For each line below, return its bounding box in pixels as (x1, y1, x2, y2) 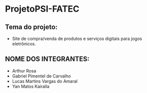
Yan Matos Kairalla (12, 83, 50, 89)
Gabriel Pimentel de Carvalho (12, 73, 71, 79)
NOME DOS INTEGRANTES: (5, 55, 90, 63)
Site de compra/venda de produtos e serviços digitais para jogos (12, 36, 142, 41)
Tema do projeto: (5, 23, 58, 31)
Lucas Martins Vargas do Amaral (12, 78, 78, 84)
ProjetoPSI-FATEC (5, 3, 79, 15)
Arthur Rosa (12, 68, 37, 74)
